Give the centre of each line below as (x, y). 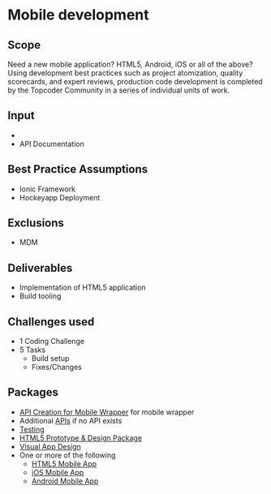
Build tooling (40, 296)
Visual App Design (50, 446)
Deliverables (40, 268)
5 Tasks (32, 350)
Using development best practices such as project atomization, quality (125, 73)
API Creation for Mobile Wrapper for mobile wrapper (107, 412)
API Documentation (52, 144)
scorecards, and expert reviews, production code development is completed (135, 82)
